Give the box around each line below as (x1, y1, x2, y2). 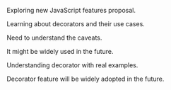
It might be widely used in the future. (6, 47, 114, 55)
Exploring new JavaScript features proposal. (6, 6, 136, 14)
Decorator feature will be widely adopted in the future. (6, 74, 165, 83)
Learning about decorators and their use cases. (6, 20, 146, 28)
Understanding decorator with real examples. (6, 61, 138, 69)
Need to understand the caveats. (6, 33, 102, 42)
